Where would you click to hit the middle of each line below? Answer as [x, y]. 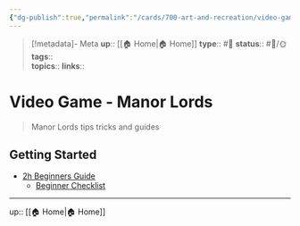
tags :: [42, 56]
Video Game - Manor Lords [111, 101]
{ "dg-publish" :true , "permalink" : [71, 17]
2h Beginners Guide [59, 176]
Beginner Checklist [70, 186]
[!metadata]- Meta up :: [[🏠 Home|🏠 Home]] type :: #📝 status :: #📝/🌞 [159, 43]
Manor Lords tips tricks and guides [95, 127]
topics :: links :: [58, 66]
